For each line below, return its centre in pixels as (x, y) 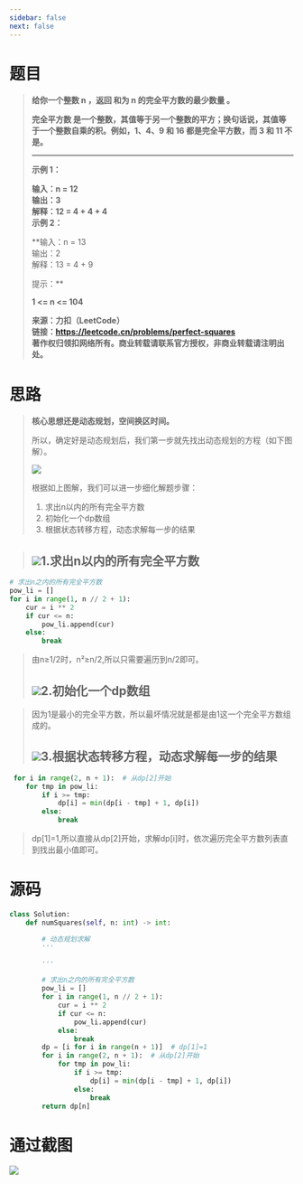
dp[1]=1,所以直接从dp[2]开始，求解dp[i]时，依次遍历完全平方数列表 (156, 839)
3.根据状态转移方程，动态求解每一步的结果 (159, 757)
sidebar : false (38, 18)
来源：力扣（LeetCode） (78, 321)
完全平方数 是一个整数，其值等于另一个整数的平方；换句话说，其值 (155, 119)
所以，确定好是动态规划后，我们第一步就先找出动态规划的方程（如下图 (162, 440)
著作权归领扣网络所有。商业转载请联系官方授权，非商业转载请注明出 (158, 343)
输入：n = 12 (55, 189)
